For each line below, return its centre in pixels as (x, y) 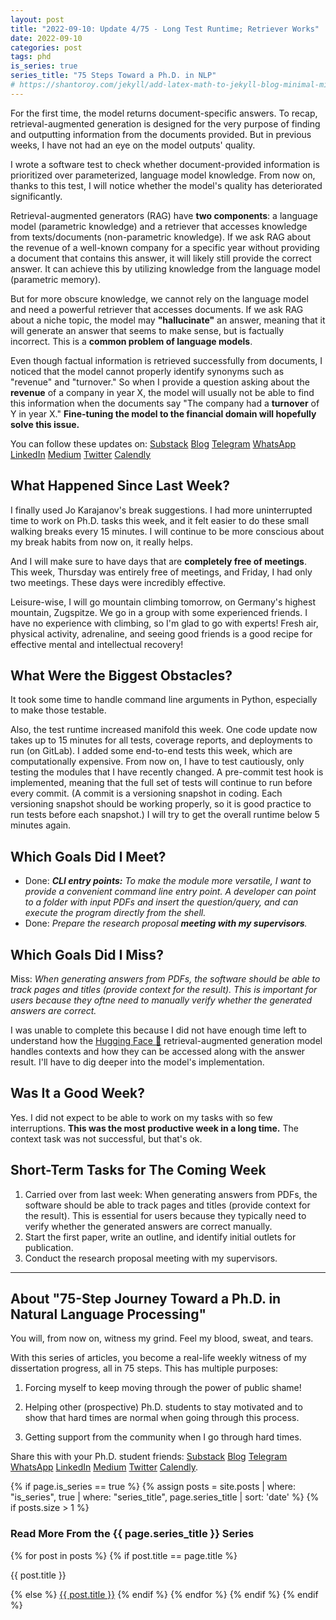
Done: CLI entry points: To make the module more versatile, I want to (168, 881)
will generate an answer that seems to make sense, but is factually (147, 330)
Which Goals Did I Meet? (88, 856)
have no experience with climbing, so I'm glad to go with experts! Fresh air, (164, 623)
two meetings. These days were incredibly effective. (118, 582)
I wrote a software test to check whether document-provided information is (165, 164)
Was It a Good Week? (77, 1093)
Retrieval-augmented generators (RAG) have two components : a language (164, 215)
